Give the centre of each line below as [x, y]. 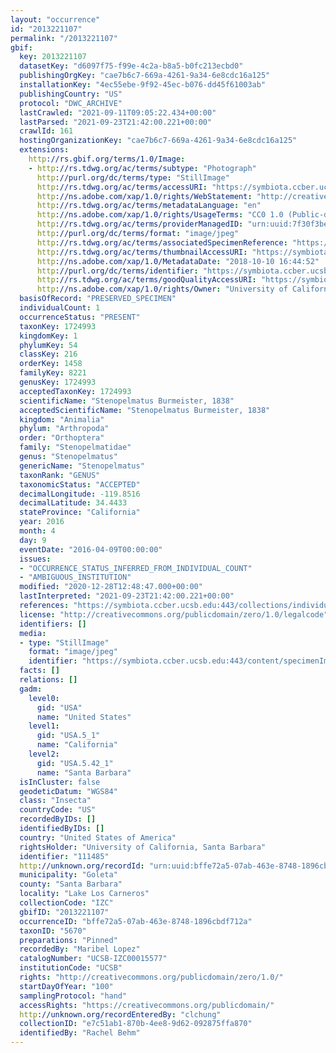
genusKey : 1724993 [58, 382]
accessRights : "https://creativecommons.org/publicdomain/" [147, 1005]
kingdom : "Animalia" [62, 419]
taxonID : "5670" [53, 931]
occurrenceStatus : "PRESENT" [80, 317]
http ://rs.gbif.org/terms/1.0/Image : [107, 159]
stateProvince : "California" [80, 512]
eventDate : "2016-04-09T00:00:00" [91, 549]
